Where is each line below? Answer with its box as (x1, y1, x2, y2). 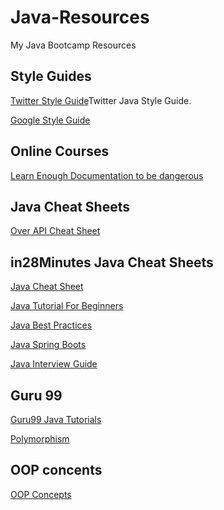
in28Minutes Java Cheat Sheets (10, 254, 214, 271)
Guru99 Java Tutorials (10, 414, 102, 425)
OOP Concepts (10, 488, 72, 500)
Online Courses (10, 143, 110, 160)
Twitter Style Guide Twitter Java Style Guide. (10, 94, 192, 106)
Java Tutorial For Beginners (10, 300, 124, 312)
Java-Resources (10, 6, 150, 29)
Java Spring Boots (10, 339, 87, 351)
